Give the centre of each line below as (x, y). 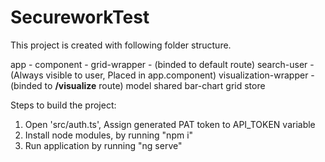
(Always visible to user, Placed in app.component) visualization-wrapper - (162, 75)
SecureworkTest (80, 17)
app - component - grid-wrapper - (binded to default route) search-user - (162, 64)
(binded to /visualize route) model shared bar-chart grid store (138, 85)
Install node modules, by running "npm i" (109, 135)
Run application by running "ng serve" (103, 145)
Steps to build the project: (63, 105)
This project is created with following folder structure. (121, 45)
